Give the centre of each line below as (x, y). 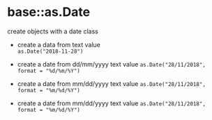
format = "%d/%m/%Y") (48, 71)
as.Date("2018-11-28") (50, 51)
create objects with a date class (53, 31)
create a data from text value (59, 44)
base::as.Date (49, 12)
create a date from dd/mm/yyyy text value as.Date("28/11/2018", (111, 64)
